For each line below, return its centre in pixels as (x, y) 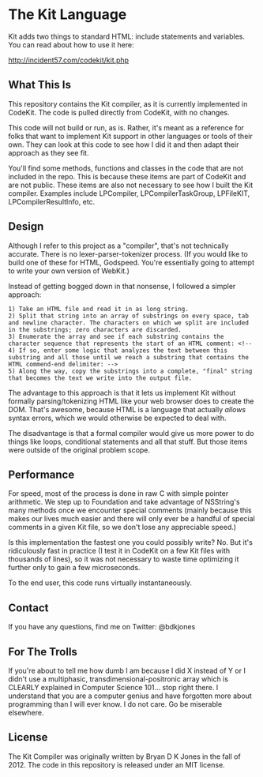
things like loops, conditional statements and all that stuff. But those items (128, 441)
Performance (41, 474)
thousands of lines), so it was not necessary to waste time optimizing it (124, 559)
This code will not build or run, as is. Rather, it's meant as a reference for (126, 127)
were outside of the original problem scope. (79, 450)
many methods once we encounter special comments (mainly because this (130, 510)
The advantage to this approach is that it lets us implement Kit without (122, 392)
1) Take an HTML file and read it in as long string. (99, 309)
